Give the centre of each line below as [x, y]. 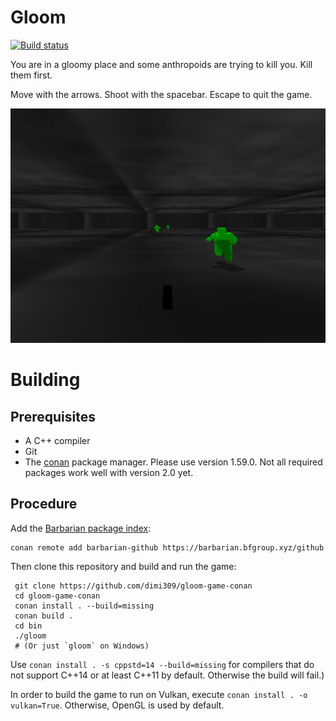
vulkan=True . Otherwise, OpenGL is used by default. [117, 705]
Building [45, 380]
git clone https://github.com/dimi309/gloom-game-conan [133, 586]
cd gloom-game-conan [57, 596]
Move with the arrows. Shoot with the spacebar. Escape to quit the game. [161, 94]
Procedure [44, 504]
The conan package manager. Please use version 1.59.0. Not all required [173, 462]
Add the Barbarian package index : [81, 528]
